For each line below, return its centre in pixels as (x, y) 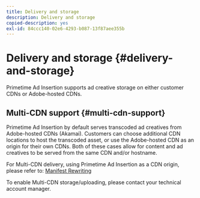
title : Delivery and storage (43, 12)
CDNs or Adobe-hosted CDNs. (44, 94)
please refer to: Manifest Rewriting (49, 171)
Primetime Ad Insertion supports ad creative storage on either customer (95, 88)
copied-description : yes (37, 23)
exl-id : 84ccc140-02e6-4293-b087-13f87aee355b (65, 28)
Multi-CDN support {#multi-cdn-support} (86, 112)
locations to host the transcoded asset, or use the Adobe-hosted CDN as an (100, 140)
